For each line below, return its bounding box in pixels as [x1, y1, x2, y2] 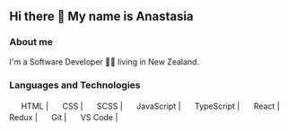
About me [9, 36, 54, 48]
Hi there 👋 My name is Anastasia [9, 9, 195, 24]
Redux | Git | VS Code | [9, 111, 118, 122]
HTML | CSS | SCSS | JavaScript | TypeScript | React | [21, 100, 280, 111]
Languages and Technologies [9, 78, 141, 91]
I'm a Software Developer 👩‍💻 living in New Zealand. [9, 56, 200, 67]
